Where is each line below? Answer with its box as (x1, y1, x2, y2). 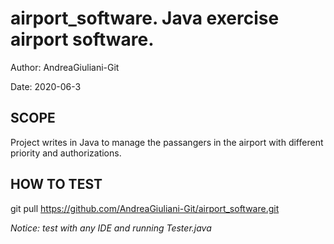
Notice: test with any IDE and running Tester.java (10, 222, 212, 234)
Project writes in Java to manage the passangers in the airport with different (10, 136, 324, 148)
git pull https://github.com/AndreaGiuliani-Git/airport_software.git (10, 202, 280, 214)
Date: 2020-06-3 (10, 80, 82, 92)
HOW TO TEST (10, 176, 103, 193)
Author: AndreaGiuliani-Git (10, 61, 120, 73)
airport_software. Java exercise (10, 7, 280, 30)
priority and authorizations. (10, 147, 122, 159)
